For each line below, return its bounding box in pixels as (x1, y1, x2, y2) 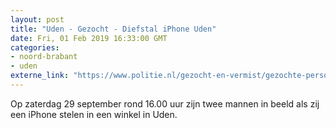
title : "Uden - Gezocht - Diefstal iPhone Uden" (10, 24, 217, 34)
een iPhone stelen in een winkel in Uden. (10, 108, 178, 120)
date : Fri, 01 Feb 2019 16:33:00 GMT (10, 33, 168, 43)
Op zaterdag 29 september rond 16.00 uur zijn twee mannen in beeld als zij (10, 97, 320, 110)
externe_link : (10, 71, 70, 81)
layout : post (10, 14, 65, 25)
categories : (10, 42, 60, 53)
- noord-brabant (10, 52, 78, 62)
